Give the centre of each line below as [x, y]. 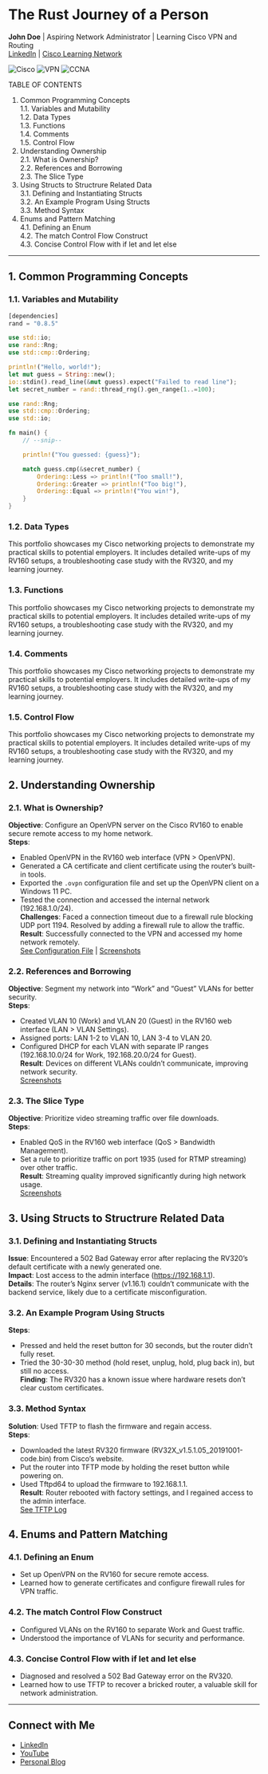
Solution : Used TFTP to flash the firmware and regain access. [110, 1426]
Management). [44, 1151]
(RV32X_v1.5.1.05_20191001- [197, 1450]
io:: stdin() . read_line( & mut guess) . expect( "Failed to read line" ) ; [123, 382]
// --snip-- [42, 440]
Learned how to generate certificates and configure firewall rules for [132, 1583]
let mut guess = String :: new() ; [62, 374]
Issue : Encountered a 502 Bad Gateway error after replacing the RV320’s [128, 1259]
